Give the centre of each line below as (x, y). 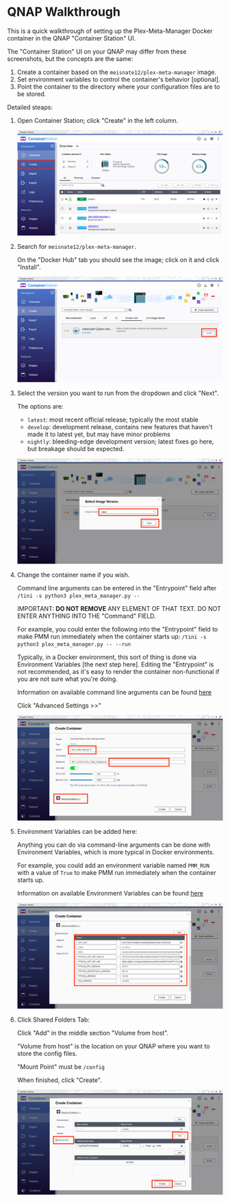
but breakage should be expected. (76, 449)
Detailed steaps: (30, 107)
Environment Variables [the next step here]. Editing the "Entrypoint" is (115, 664)
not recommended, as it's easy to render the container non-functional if (118, 671)
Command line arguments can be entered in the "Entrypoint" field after (117, 588)
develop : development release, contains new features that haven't (120, 427)
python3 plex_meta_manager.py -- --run (74, 644)
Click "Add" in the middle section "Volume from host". (93, 1033)
